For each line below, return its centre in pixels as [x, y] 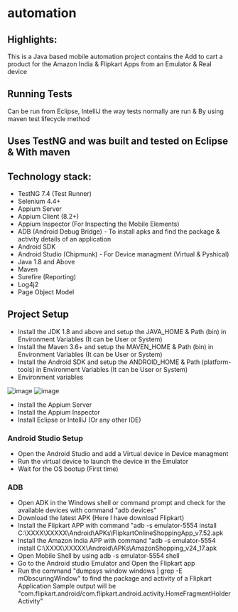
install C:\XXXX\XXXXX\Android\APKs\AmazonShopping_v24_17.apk [117, 548]
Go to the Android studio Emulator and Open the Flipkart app [106, 564]
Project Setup [38, 315]
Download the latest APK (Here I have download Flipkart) [101, 518]
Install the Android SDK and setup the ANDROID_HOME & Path [109, 362]
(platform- [216, 362]
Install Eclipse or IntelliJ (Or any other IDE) [79, 420]
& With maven [39, 152]
